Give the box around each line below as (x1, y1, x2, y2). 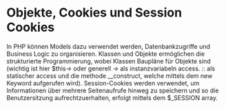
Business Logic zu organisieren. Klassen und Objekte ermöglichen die (6, 50, 205, 58)
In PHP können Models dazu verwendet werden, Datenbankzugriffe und (6, 42, 211, 50)
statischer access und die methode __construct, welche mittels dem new (6, 71, 213, 80)
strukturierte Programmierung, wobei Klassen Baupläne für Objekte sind (6, 57, 211, 65)
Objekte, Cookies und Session (6, 5, 183, 21)
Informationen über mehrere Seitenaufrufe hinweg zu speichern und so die (6, 86, 219, 95)
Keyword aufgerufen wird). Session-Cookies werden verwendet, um (6, 79, 200, 87)
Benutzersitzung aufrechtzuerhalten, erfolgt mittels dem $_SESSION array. (6, 93, 218, 101)
